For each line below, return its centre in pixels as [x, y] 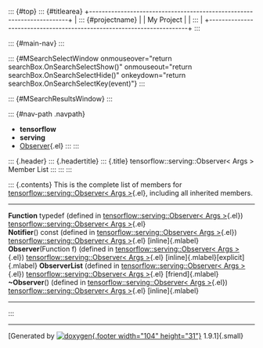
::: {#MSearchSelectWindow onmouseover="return [90, 59]
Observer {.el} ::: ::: [49, 146]
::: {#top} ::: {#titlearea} [46, 11]
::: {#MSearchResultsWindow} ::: [61, 99]
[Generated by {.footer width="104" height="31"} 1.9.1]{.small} [126, 336]
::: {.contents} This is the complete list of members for [95, 185]
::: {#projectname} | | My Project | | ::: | [141, 20]
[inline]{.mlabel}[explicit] [205, 257]
